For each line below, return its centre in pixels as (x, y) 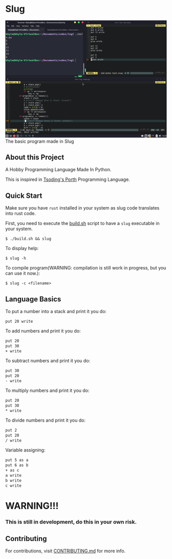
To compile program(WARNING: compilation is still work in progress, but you (86, 268)
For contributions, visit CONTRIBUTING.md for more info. (66, 551)
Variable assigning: (25, 450)
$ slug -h (16, 258)
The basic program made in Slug (40, 141)
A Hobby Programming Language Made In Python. (58, 170)
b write (14, 481)
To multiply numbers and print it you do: (47, 390)
